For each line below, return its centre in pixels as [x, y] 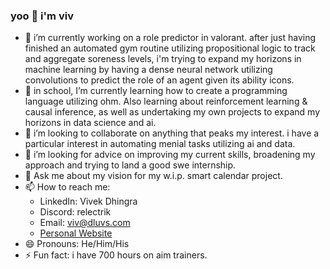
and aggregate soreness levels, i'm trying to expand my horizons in [163, 59]
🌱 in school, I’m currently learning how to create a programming [156, 91]
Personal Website [76, 233]
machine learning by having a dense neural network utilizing [148, 70]
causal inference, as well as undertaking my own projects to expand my [172, 112]
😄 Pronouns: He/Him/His [77, 244]
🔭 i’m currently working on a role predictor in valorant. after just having [170, 38]
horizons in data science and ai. [90, 123]
